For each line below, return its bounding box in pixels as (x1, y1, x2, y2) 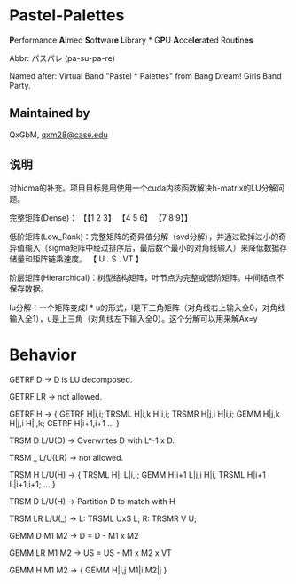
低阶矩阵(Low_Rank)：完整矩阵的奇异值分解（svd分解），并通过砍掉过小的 (9, 231, 279, 242)
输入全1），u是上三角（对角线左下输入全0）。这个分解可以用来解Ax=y (9, 313, 259, 323)
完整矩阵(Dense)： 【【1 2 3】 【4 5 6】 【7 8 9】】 (9, 212, 192, 222)
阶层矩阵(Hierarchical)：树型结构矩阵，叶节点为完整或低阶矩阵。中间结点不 (9, 272, 284, 283)
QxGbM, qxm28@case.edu (9, 129, 108, 140)
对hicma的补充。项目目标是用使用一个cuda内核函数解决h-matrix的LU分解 (9, 183, 277, 193)
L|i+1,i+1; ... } (9, 479, 56, 489)
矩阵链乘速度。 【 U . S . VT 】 (32, 253, 144, 264)
